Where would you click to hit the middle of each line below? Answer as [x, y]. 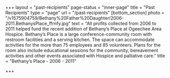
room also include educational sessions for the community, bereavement [82, 50]
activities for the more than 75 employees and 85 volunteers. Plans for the [83, 45]
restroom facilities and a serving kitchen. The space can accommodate [80, 40]
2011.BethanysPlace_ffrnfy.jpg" [38, 23]
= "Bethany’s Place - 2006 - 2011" [41, 61]
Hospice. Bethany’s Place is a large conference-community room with [79, 34]
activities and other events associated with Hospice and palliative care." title [85, 56]
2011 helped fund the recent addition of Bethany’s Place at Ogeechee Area [83, 29]
